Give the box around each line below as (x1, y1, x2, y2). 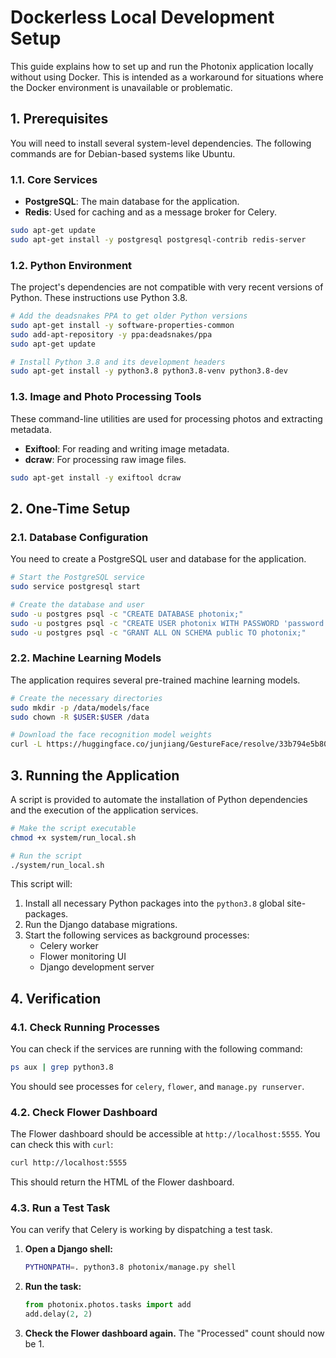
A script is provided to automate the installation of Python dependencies (10, 793, 308, 805)
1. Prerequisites (10, 111, 109, 128)
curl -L (10, 739, 43, 750)
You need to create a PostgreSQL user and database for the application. (10, 553, 307, 565)
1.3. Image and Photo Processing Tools (10, 390, 202, 404)
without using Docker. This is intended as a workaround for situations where (10, 71, 324, 83)
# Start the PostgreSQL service (10, 572, 145, 583)
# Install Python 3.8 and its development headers (10, 357, 226, 367)
